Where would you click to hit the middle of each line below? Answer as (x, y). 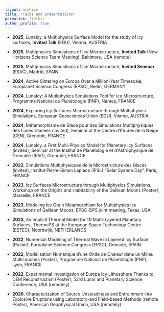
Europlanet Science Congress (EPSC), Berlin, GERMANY (69, 87)
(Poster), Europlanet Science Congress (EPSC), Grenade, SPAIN (76, 245)
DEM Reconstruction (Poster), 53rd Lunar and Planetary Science (77, 279)
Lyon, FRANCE (27, 264)
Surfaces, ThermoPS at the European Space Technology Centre (77, 225)
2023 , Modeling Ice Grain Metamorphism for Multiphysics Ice (74, 205)
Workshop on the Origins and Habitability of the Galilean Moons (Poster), (86, 190)
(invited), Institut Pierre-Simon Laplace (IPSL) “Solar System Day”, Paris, (85, 170)
